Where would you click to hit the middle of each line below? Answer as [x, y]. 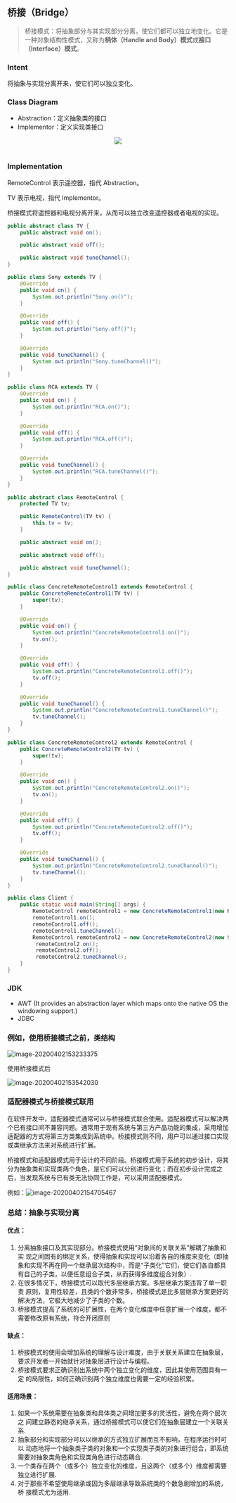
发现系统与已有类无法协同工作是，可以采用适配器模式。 [106, 1177]
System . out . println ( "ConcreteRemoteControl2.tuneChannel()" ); [125, 866]
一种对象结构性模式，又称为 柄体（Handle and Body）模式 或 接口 [118, 39]
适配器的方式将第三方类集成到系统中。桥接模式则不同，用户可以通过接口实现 [118, 1136]
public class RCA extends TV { [53, 387]
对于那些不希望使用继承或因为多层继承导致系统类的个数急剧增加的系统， [122, 1483]
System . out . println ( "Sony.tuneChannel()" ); [97, 361]
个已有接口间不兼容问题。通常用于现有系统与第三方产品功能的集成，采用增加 [118, 1127]
